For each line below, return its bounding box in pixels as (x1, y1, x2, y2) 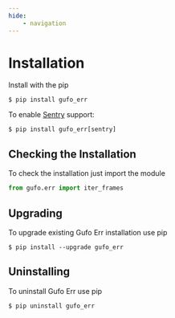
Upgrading (8, 206, 63, 220)
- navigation (22, 19, 67, 27)
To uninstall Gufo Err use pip (8, 286, 103, 296)
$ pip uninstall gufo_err (8, 302, 95, 310)
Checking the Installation (8, 147, 136, 161)
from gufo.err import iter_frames (8, 184, 124, 193)
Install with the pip (8, 80, 69, 90)
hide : (8, 11, 26, 20)
